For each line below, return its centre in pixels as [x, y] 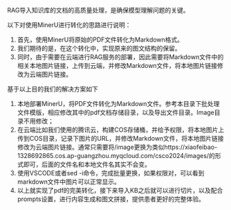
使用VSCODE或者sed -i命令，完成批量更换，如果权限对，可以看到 [111, 173]
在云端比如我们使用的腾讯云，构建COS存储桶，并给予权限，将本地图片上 [121, 130]
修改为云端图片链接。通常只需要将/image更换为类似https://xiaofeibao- [117, 147]
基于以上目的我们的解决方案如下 [53, 89]
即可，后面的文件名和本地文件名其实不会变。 [87, 164]
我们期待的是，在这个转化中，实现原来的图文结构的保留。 [99, 48]
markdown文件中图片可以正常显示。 [69, 182]
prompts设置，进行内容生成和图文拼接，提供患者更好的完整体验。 [111, 199]
